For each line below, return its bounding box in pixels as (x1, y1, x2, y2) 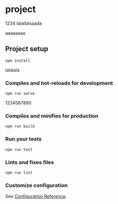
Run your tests (5, 135, 42, 142)
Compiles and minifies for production (5, 112, 98, 119)
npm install (5, 58, 30, 63)
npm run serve (5, 91, 35, 96)
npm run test (5, 147, 33, 152)
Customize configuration (5, 182, 68, 189)
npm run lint (5, 170, 33, 175)
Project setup (5, 44, 49, 54)
